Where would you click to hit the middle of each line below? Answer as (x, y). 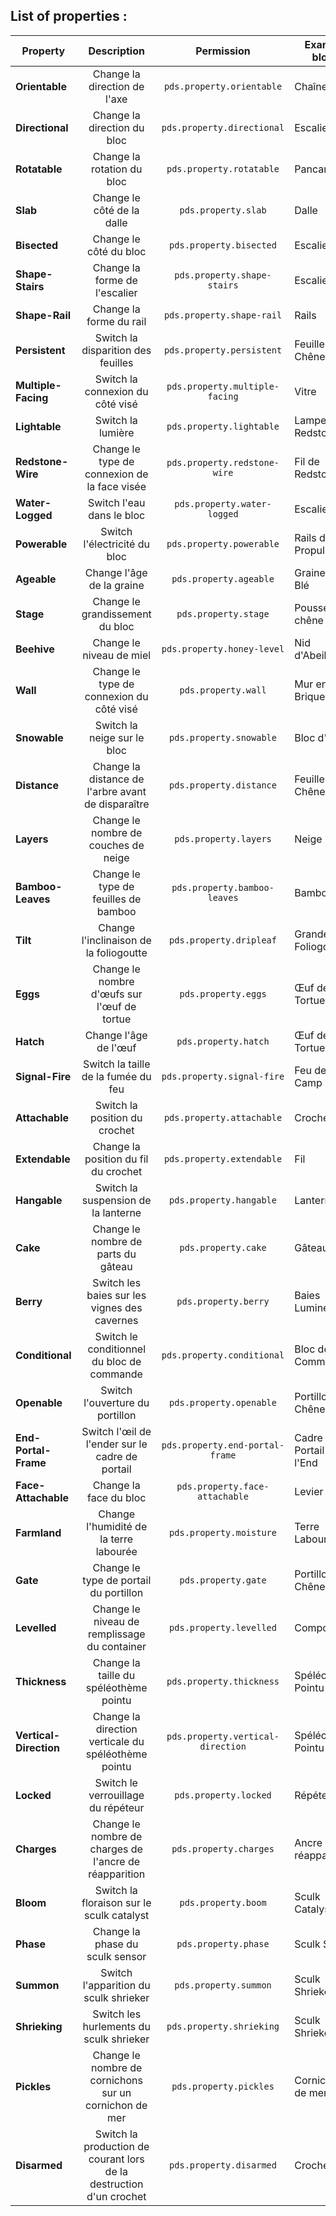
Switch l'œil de (116, 1431)
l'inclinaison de (116, 940)
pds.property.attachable (223, 1117)
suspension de (116, 1200)
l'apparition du (116, 1985)
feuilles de (117, 899)
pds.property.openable (223, 1402)
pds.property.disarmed (223, 2165)
